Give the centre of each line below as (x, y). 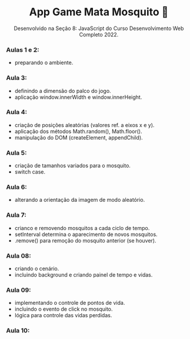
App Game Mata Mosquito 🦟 (99, 12)
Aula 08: (19, 255)
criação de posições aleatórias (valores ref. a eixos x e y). (84, 125)
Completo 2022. (99, 34)
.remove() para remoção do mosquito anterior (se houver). (85, 240)
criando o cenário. (37, 269)
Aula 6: (17, 187)
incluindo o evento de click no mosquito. (64, 309)
